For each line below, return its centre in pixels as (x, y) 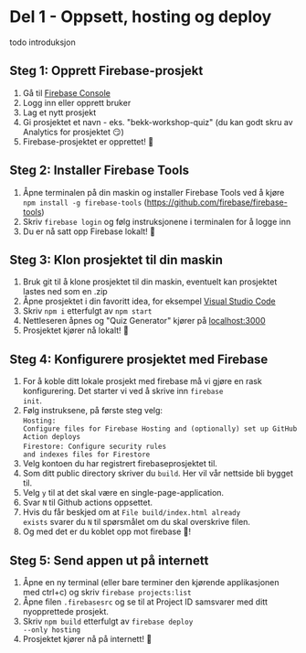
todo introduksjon (42, 42)
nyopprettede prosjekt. (66, 611)
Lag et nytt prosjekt (59, 112)
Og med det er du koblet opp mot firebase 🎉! (107, 531)
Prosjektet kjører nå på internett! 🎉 (87, 639)
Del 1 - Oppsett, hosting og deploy (141, 17)
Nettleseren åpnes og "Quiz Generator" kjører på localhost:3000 (144, 321)
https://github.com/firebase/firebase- (217, 202)
